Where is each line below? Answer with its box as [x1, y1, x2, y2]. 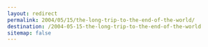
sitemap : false [7, 29, 52, 37]
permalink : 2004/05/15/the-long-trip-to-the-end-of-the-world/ [7, 17, 195, 23]
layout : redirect [7, 10, 58, 17]
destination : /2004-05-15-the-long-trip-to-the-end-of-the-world [7, 23, 201, 30]
